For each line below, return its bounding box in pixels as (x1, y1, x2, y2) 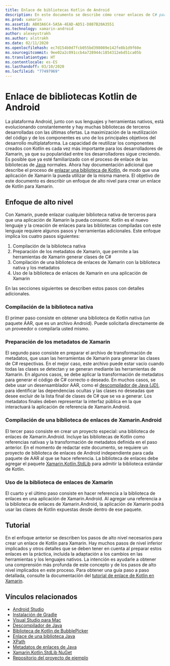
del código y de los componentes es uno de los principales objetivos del (5, 134, 156, 140)
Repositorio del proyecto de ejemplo (12, 654, 89, 661)
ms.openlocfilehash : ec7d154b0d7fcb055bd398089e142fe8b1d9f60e (5, 45, 142, 50)
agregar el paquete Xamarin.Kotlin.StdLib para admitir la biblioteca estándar (5, 461, 163, 467)
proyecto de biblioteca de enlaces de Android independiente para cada (5, 449, 153, 456)
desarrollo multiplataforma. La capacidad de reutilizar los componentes (5, 140, 154, 146)
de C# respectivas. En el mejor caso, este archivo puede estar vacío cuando (5, 360, 164, 367)
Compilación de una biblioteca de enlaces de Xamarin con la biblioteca (12, 259, 160, 265)
